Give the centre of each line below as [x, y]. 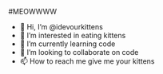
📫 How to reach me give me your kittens [87, 61]
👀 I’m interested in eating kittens [73, 35]
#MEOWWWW [33, 12]
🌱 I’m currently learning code [68, 44]
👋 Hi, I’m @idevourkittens [62, 27]
